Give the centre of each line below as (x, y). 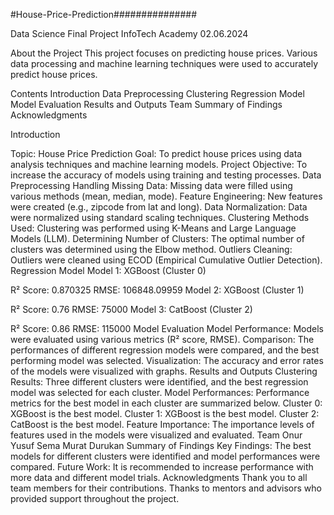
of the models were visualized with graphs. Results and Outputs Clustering (164, 371)
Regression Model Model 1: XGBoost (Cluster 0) (108, 270)
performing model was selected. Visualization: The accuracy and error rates (167, 360)
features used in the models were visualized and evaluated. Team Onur (156, 435)
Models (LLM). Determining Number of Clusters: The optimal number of (157, 238)
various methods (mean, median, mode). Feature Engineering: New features (166, 196)
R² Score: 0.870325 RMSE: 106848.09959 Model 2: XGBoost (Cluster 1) (157, 290)
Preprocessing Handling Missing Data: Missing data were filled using (151, 185)
